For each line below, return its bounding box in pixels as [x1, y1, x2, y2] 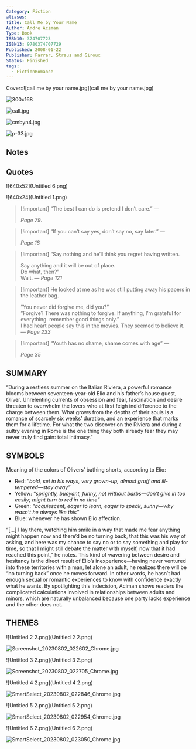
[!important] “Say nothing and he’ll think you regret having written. [20, 250, 180, 258]
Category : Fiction [6, 8, 51, 15]
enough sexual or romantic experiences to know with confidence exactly [6, 576, 181, 584]
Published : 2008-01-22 [6, 47, 61, 53]
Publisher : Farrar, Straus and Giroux [6, 52, 101, 58]
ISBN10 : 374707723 [6, 36, 51, 42]
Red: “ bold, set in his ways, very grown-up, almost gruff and [14, 477, 161, 484]
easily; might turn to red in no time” [14, 496, 100, 503]
